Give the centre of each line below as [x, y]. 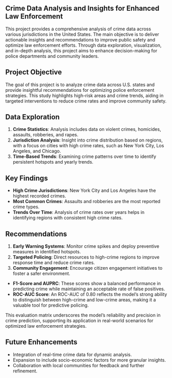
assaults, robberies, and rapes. [45, 135]
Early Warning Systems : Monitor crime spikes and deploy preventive [86, 246]
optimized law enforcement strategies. [46, 326]
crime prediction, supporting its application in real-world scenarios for [79, 321]
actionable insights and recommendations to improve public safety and [80, 39]
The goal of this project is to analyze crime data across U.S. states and [80, 85]
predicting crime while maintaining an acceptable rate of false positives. [89, 289]
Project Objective [34, 72]
